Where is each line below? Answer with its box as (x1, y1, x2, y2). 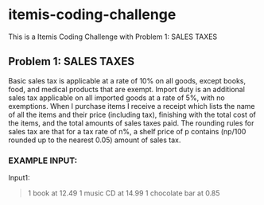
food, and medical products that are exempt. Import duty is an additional (8, 84, 245, 94)
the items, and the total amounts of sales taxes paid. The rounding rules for (8, 118, 254, 128)
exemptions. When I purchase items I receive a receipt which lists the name (8, 101, 255, 110)
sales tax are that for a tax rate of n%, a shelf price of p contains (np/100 (8, 126, 247, 136)
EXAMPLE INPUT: (8, 155, 78, 166)
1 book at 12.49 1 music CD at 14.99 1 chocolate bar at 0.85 (27, 188, 220, 198)
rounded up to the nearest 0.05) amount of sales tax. (8, 135, 181, 145)
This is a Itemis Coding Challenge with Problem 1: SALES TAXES (8, 32, 218, 41)
